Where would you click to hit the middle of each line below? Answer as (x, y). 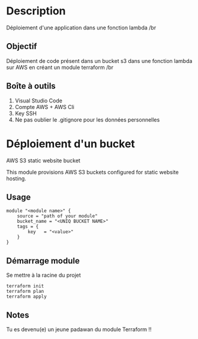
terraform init (25, 286)
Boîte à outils (31, 86)
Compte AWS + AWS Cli (45, 107)
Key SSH (26, 113)
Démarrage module (43, 261)
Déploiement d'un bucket (70, 143)
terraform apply (26, 297)
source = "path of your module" (57, 216)
